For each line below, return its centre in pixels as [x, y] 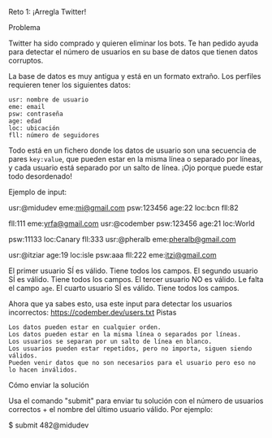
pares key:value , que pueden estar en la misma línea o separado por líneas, [135, 159]
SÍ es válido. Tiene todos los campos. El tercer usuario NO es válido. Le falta [136, 279]
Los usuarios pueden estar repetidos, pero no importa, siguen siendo [130, 349]
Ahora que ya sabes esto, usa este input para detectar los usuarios [121, 304]
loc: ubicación [34, 128]
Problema [24, 27]
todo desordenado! [41, 176]
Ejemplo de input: [38, 192]
